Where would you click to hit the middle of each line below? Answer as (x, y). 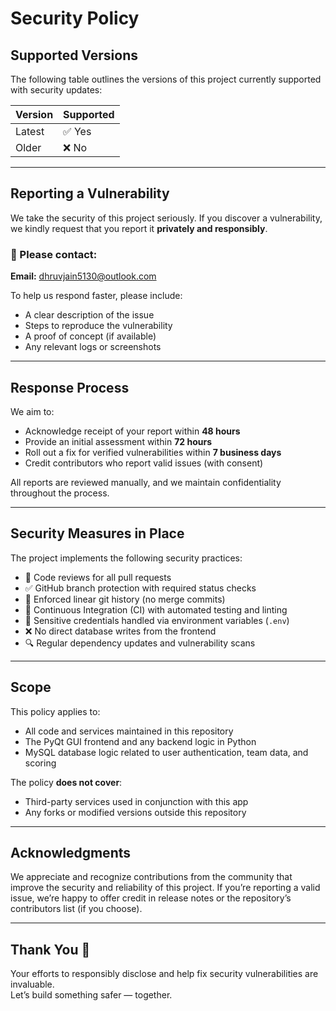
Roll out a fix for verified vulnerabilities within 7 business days (153, 452)
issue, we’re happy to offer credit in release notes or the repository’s (151, 898)
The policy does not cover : (66, 782)
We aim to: (32, 411)
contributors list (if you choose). (76, 909)
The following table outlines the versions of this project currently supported (166, 79)
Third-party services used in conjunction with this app (136, 801)
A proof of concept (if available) (90, 336)
